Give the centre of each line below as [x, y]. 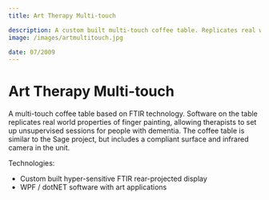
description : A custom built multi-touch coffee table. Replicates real [132, 30]
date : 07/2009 [32, 52]
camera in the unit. [39, 148]
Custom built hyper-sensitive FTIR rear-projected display [114, 179]
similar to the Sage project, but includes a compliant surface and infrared [128, 139]
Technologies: [32, 163]
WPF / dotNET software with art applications [93, 187]
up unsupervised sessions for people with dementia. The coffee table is [126, 131]
